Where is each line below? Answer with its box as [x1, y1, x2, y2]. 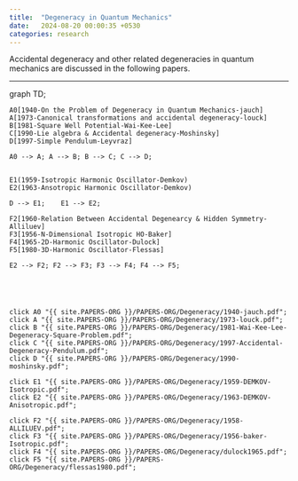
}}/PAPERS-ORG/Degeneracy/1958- [123, 416, 244, 426]
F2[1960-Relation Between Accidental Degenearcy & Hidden [9, 215, 228, 224]
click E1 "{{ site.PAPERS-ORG [9, 378, 122, 387]
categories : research [9, 29, 90, 38]
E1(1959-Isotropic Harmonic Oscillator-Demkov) [9, 176, 189, 185]
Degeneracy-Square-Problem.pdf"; [9, 331, 133, 340]
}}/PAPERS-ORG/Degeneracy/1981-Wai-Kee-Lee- [120, 323, 288, 333]
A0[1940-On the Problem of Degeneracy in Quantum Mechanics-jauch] [9, 106, 264, 115]
